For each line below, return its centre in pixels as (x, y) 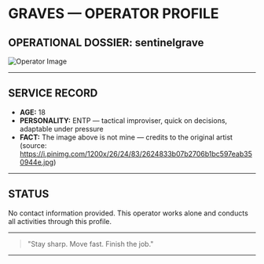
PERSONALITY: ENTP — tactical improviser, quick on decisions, (123, 120)
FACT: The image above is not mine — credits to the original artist (126, 137)
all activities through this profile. (60, 221)
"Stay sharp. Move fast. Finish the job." (90, 244)
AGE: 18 (32, 112)
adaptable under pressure (61, 128)
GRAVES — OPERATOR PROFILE (114, 14)
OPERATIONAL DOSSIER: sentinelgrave (106, 43)
